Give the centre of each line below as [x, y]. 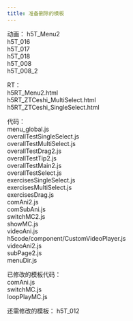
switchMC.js [25, 289]
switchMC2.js [26, 216]
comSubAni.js [27, 209]
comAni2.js [23, 202]
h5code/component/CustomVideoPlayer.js [66, 238]
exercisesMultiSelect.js [40, 187]
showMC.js [23, 224]
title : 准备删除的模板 [36, 13]
